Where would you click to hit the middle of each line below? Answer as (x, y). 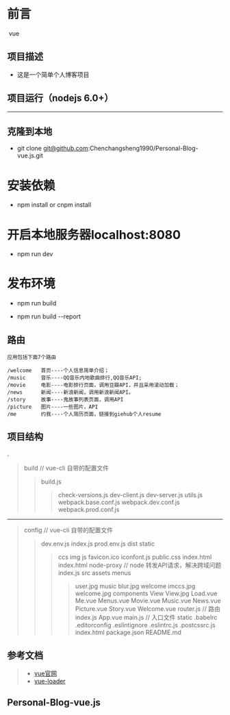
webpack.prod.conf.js (89, 509)
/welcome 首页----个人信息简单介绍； (58, 371)
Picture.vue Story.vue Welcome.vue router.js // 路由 (148, 609)
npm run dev (35, 254)
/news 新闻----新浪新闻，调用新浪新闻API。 (71, 392)
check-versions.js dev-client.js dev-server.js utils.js (130, 494)
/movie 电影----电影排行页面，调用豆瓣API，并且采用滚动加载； (93, 385)
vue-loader (50, 681)
